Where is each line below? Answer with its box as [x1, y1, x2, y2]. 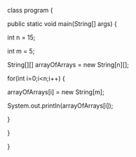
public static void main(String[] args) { [7, 20, 117, 27]
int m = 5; [7, 47, 35, 55]
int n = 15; [7, 33, 36, 42]
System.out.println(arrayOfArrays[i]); [7, 101, 114, 110]
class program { [7, 6, 53, 14]
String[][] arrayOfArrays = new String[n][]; [7, 61, 130, 69]
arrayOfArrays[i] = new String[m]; [7, 88, 105, 96]
